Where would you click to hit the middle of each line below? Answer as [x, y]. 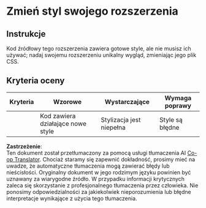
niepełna [113, 127]
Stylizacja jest [121, 119]
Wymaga [178, 98]
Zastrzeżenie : [24, 146]
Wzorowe [67, 102]
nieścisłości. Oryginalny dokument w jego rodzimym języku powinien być [99, 172]
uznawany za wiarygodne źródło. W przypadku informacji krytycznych [96, 179]
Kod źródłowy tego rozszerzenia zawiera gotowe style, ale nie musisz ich [99, 48]
